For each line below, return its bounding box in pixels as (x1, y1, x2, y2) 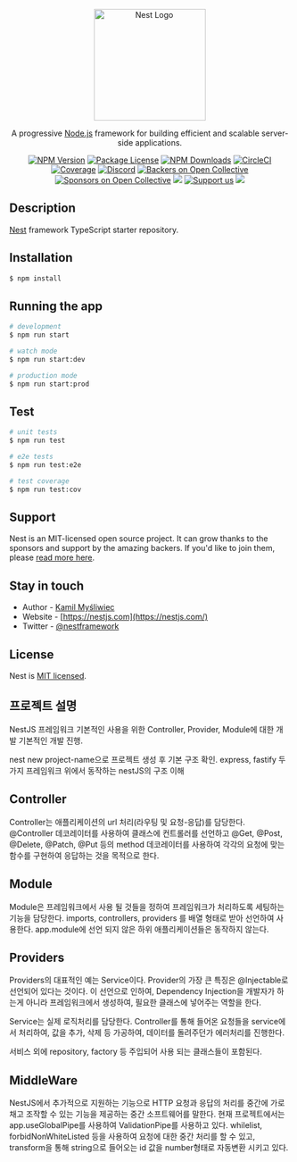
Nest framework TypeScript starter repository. (9, 224, 179, 235)
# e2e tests (9, 452, 54, 462)
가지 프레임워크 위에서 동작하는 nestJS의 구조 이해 (9, 765, 185, 776)
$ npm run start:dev (9, 355, 87, 364)
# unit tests (9, 428, 58, 437)
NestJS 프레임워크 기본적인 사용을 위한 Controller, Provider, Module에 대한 (9, 723, 275, 734)
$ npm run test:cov (9, 485, 82, 494)
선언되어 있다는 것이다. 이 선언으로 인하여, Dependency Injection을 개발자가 (9, 986, 275, 997)
